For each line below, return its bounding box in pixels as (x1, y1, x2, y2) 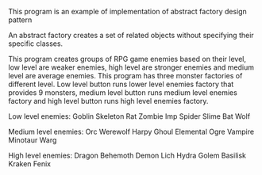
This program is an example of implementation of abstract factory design (8, 7, 248, 16)
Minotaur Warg (8, 135, 57, 145)
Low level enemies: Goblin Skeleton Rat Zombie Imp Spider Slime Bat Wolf (8, 112, 251, 121)
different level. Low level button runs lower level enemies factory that (8, 79, 234, 89)
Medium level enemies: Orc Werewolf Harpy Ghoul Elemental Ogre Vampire (8, 127, 255, 136)
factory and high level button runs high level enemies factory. (8, 97, 209, 105)
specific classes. (8, 39, 64, 48)
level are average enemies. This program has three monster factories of (8, 71, 243, 80)
